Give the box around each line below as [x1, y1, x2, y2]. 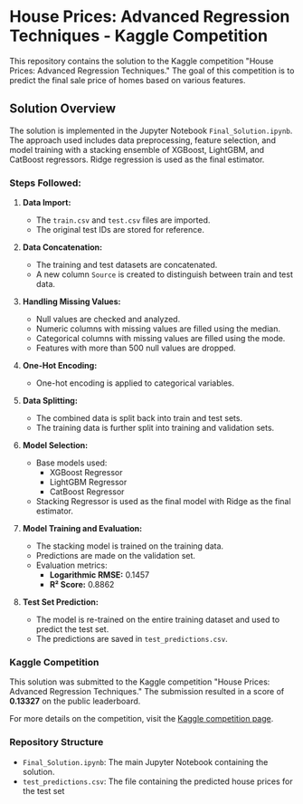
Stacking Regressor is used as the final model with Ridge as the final [35, 496, 291, 507]
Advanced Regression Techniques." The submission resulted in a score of [9, 686, 285, 697]
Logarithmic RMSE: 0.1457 [49, 569, 150, 580]
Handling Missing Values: [22, 296, 121, 307]
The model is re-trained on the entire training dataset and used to [35, 614, 280, 626]
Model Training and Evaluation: [22, 523, 143, 534]
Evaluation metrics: [35, 560, 108, 571]
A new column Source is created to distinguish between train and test [35, 269, 294, 280]
